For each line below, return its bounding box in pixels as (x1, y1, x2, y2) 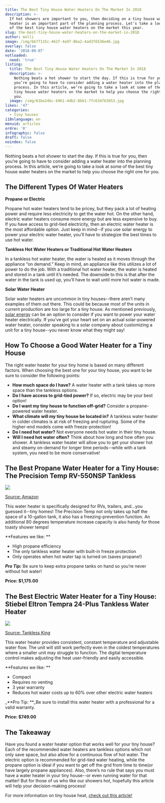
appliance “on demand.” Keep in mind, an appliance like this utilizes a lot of (5, 261, 157, 267)
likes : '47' (5, 103, 29, 108)
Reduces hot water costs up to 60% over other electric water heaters (12, 690, 153, 695)
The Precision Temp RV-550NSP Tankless (5, 472, 136, 480)
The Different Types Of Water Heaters (5, 183, 124, 192)
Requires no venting (12, 679, 53, 685)
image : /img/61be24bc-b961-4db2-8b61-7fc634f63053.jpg (9, 99, 124, 104)
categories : (5, 108, 29, 113)
